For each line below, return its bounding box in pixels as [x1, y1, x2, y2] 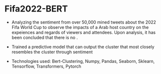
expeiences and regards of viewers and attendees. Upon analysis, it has [11, 29, 156, 35]
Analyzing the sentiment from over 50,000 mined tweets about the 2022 [11, 19, 156, 25]
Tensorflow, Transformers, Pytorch [11, 63, 81, 69]
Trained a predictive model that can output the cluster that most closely [11, 44, 155, 49]
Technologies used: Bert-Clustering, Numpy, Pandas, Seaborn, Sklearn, [11, 58, 155, 64]
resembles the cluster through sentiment [11, 49, 93, 55]
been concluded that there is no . [11, 35, 78, 40]
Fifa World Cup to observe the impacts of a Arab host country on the [11, 24, 149, 30]
